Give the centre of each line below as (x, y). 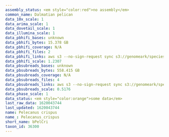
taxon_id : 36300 (22, 126)
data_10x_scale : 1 (24, 19)
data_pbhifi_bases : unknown (35, 38)
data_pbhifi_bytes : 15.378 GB (37, 43)
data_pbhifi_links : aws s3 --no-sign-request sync (59, 56)
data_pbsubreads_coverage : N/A (38, 75)
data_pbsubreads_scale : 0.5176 (38, 89)
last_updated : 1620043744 (32, 108)
